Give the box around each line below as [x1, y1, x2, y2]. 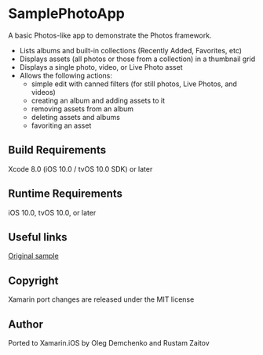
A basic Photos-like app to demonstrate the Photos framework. [8, 31, 212, 40]
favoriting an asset [31, 121, 92, 130]
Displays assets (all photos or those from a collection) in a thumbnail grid [19, 54, 256, 63]
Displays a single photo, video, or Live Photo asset [19, 62, 183, 71]
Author [8, 317, 43, 331]
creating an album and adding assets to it [31, 96, 166, 105]
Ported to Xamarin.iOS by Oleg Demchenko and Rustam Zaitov [8, 339, 210, 347]
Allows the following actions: [19, 71, 112, 80]
